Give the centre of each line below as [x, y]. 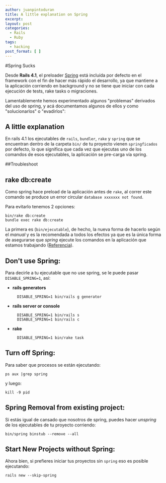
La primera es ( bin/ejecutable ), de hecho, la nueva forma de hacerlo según [83, 230]
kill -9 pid [17, 392]
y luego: [13, 383]
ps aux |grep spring [27, 374]
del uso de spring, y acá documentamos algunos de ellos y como [72, 106]
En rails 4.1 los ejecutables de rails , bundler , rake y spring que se [73, 139]
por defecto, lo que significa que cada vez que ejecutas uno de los [73, 149]
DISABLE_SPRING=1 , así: [28, 278]
